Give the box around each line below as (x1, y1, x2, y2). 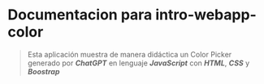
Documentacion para (7, 6, 153, 24)
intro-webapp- (154, 6, 257, 24)
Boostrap (27, 66, 60, 76)
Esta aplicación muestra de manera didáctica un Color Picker (27, 49, 232, 59)
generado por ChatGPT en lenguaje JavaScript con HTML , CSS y (27, 58, 250, 68)
